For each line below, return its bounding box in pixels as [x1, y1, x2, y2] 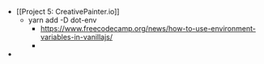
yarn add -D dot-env [28, 15, 97, 25]
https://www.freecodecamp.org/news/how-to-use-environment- [40, 24, 257, 33]
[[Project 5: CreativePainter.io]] [15, 7, 120, 16]
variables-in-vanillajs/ [40, 32, 113, 42]
